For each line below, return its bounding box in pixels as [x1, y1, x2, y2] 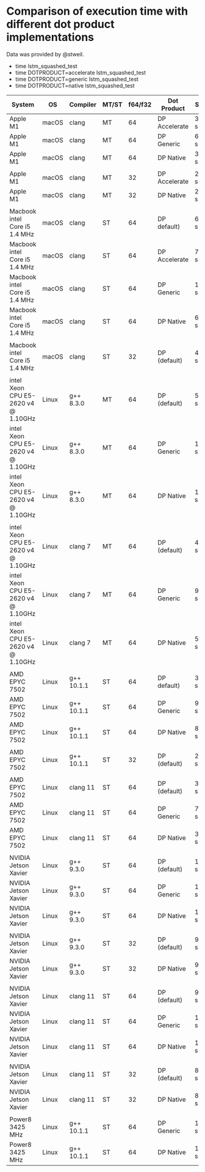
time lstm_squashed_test [15, 62, 77, 70]
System [11, 100, 35, 108]
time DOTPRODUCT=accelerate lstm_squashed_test [15, 69, 146, 76]
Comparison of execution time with [6, 4, 188, 18]
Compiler [69, 100, 97, 108]
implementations [6, 31, 95, 44]
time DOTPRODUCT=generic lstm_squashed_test [15, 75, 139, 83]
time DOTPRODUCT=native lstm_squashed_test [15, 81, 135, 89]
